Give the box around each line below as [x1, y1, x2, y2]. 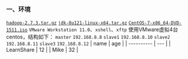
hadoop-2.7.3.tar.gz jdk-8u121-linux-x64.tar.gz [6, 20, 128, 26]
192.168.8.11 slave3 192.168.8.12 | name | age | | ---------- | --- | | [6, 40, 171, 47]
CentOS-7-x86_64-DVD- [128, 20, 182, 26]
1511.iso [6, 27, 28, 33]
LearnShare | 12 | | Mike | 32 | [6, 46, 78, 54]
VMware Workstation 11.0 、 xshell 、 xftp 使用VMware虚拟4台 [28, 26, 179, 33]
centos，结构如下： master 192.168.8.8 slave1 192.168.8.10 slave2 [6, 34, 170, 41]
